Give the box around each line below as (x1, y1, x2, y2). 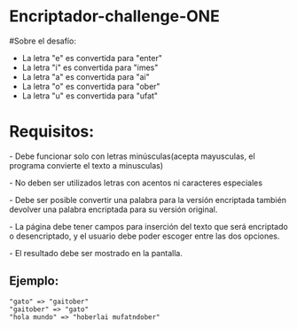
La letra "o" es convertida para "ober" (21, 81, 161, 91)
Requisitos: (9, 121, 95, 142)
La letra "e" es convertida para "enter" (21, 52, 162, 63)
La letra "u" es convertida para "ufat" (21, 90, 158, 101)
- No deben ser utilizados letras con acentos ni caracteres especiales (9, 177, 263, 188)
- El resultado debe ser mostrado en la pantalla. (9, 247, 184, 258)
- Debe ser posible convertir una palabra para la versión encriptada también (9, 194, 286, 205)
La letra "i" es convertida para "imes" (21, 62, 159, 73)
